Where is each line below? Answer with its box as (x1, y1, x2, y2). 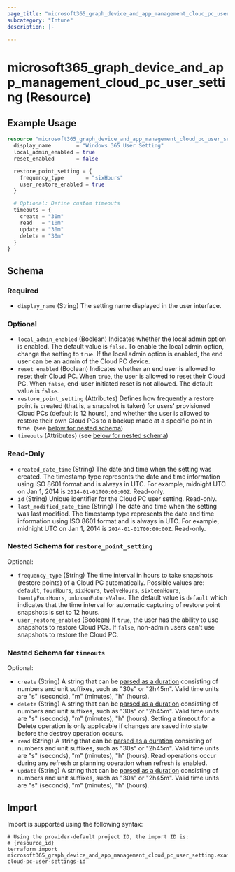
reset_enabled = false (13, 155, 99, 162)
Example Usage (7, 117, 77, 129)
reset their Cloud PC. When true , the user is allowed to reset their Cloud (17, 372, 225, 381)
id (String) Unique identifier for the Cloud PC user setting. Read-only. (17, 494, 218, 503)
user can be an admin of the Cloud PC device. (17, 357, 150, 365)
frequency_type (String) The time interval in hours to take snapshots (17, 571, 213, 579)
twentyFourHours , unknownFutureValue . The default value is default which (17, 593, 227, 602)
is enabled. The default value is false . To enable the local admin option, (17, 342, 225, 351)
